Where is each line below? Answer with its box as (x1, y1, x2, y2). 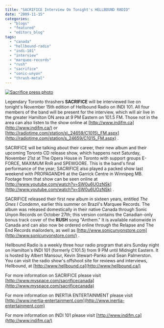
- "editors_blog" (9, 30, 45, 35)
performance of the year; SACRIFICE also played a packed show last (5, 165, 143, 171)
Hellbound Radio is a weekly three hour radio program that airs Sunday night (5, 242, 159, 248)
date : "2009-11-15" (5, 12, 45, 17)
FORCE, (5, 160, 21, 166)
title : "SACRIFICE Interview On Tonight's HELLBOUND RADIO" (5, 7, 131, 12)
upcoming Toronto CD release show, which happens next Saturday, (5, 150, 141, 156)
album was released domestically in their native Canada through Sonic (5, 206, 147, 212)
